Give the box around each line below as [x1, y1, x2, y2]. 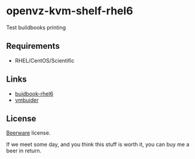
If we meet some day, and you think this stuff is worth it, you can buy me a [6, 141, 190, 148]
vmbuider [14, 96, 39, 104]
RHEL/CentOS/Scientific [14, 57, 75, 64]
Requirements [6, 41, 60, 51]
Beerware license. [6, 129, 51, 136]
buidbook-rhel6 [14, 90, 54, 97]
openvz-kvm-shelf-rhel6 [6, 4, 133, 18]
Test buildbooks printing [6, 24, 66, 31]
